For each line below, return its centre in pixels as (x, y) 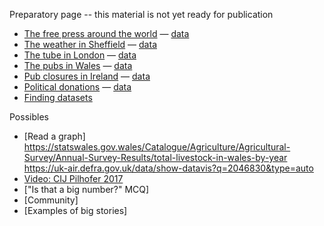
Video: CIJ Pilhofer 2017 (73, 178)
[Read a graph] (54, 136)
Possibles (29, 117)
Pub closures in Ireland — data (87, 76)
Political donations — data (77, 87)
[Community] (51, 200)
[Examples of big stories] (75, 210)
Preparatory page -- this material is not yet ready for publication (141, 14)
